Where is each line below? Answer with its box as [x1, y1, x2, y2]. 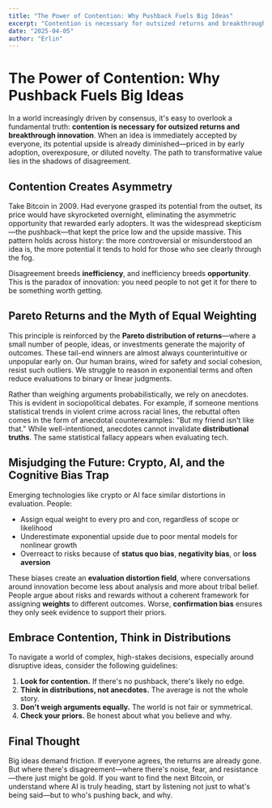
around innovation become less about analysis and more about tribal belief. [8, 581, 259, 591]
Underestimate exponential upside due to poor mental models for [19, 531, 238, 541]
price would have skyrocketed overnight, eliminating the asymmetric [8, 210, 236, 219]
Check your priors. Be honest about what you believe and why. [19, 711, 232, 721]
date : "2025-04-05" [8, 27, 74, 35]
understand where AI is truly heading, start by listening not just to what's [8, 782, 251, 792]
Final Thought [8, 734, 81, 748]
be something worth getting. [8, 286, 103, 296]
